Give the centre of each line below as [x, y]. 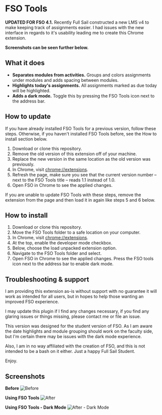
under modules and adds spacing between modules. [65, 80]
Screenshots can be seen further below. [47, 47]
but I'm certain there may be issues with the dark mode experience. [73, 337]
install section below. [26, 139]
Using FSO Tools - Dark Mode [36, 407]
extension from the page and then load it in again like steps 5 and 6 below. [80, 200]
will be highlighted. [31, 90]
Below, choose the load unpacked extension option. [64, 248]
